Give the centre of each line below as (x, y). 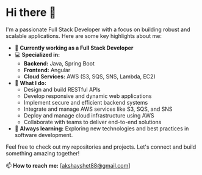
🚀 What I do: (31, 83)
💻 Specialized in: (37, 54)
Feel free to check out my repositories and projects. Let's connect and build (101, 147)
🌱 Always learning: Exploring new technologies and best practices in (102, 128)
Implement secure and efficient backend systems (86, 102)
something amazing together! (43, 153)
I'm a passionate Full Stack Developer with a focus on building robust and (98, 29)
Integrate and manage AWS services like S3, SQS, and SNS (98, 109)
